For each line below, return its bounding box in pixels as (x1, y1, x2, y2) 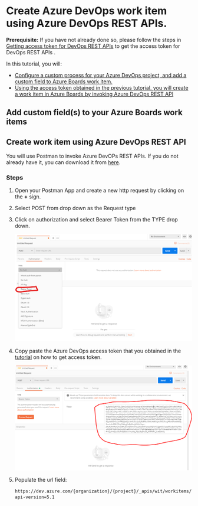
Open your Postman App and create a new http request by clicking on (14, 187, 184, 194)
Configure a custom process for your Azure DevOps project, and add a (14, 71, 187, 79)
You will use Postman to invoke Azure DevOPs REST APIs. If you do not (6, 152, 179, 160)
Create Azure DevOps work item (6, 4, 167, 18)
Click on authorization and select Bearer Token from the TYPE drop (14, 216, 178, 223)
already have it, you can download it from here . (6, 159, 121, 166)
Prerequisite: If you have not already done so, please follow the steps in (6, 36, 181, 43)
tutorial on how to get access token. (14, 353, 102, 361)
